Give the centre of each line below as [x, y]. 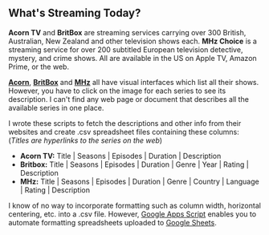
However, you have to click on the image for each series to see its [117, 91]
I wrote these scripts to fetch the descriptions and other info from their [125, 123]
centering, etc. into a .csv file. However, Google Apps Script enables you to [132, 214]
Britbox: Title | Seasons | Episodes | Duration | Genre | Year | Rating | [134, 164]
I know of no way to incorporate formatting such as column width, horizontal [134, 205]
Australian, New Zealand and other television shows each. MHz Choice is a [132, 41]
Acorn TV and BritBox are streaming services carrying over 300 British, [127, 32]
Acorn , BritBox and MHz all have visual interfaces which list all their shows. [134, 82]
